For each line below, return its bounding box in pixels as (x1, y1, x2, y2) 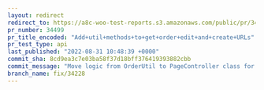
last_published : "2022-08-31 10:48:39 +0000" (7, 48, 159, 56)
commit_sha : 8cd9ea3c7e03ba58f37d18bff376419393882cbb (7, 56, 191, 63)
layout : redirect (7, 11, 65, 20)
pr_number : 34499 (7, 26, 65, 34)
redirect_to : (7, 19, 50, 27)
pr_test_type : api (7, 41, 68, 49)
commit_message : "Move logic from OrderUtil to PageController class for (7, 63, 255, 70)
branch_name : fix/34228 (7, 70, 86, 77)
